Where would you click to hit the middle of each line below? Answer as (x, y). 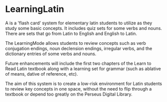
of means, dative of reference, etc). (42, 74)
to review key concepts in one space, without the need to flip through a (78, 89)
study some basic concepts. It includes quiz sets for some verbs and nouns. (84, 28)
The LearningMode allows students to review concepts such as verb (76, 43)
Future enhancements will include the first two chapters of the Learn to (78, 63)
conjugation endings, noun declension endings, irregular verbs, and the (79, 48)
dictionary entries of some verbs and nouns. (51, 54)
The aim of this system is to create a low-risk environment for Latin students (84, 84)
